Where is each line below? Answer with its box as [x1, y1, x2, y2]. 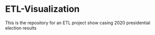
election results [5, 25, 37, 31]
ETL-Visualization [5, 3, 80, 15]
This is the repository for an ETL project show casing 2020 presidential [5, 20, 151, 26]
